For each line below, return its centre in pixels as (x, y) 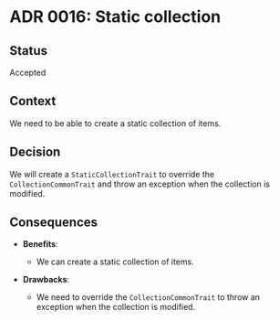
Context (33, 101)
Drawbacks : (46, 280)
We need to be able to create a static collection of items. (115, 123)
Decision (35, 152)
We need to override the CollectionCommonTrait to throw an (148, 297)
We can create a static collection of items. (115, 262)
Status (29, 51)
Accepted (28, 72)
